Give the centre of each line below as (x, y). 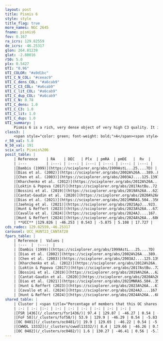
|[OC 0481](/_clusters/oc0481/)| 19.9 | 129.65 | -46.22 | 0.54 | (82, 322)
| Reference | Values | (39, 241)
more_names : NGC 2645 (27, 28)
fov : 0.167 (16, 37)
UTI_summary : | (20, 123)
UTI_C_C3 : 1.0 (19, 109)
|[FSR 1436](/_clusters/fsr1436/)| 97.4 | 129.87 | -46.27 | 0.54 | (84, 313)
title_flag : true (23, 23)
